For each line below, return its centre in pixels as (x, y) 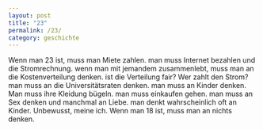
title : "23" (28, 23)
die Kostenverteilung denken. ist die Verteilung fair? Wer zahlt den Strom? (128, 77)
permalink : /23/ (35, 30)
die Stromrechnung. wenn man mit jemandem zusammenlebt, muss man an (131, 69)
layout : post (30, 15)
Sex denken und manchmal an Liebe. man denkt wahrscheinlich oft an (123, 102)
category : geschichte (44, 38)
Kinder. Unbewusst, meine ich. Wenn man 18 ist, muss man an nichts (120, 111)
